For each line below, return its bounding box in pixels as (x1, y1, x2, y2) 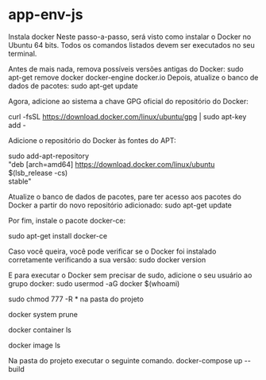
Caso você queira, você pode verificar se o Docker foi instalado (8, 246, 217, 256)
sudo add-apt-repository (8, 151, 90, 161)
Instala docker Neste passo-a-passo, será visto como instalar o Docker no (8, 32, 252, 41)
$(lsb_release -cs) (8, 168, 68, 177)
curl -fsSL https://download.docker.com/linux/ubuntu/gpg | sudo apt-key (8, 111, 247, 121)
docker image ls (8, 340, 61, 350)
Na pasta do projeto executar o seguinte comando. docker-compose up (8, 355, 243, 365)
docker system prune (8, 309, 78, 319)
